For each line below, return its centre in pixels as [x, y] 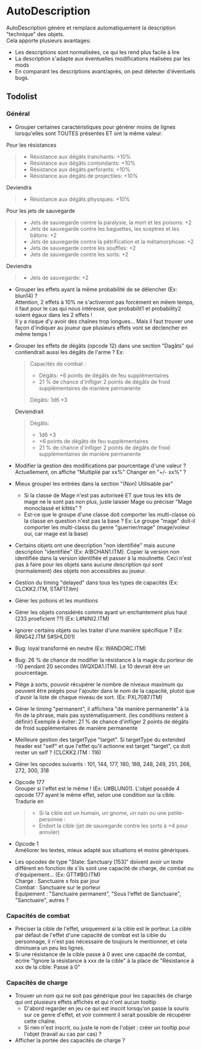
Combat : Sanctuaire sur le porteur [58, 887]
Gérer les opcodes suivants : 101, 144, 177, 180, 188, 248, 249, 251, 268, [103, 764]
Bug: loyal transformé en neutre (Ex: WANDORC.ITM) [80, 648]
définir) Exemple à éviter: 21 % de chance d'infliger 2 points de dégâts [102, 721]
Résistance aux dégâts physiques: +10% [80, 199]
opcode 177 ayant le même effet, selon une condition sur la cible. [95, 794]
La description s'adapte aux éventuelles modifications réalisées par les [103, 58]
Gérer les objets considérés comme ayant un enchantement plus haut [101, 612]
